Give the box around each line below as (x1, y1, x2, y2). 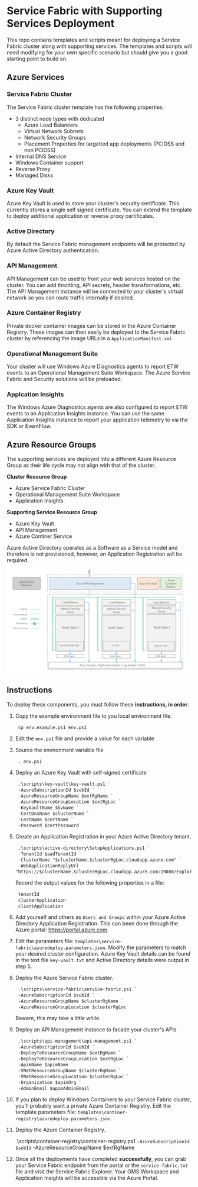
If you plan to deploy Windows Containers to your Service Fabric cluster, (15, 1096, 192, 1103)
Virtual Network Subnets (24, 127, 84, 134)
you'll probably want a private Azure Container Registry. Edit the (15, 1102, 171, 1109)
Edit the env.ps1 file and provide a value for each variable (15, 735, 155, 742)
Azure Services (6, 72, 65, 82)
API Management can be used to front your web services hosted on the (6, 275, 180, 282)
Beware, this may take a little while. (15, 1014, 101, 1021)
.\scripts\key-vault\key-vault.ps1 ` (18, 781, 111, 787)
